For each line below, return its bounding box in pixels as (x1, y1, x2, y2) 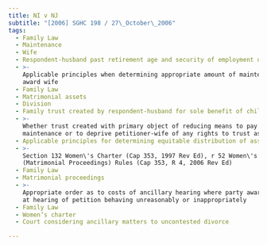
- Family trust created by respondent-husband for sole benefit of (15, 108, 244, 116)
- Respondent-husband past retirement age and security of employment (15, 56, 254, 64)
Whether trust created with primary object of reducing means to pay (22, 122, 258, 130)
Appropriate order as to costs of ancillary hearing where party (22, 188, 244, 197)
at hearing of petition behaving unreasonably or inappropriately (22, 196, 247, 204)
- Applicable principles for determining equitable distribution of (15, 136, 247, 145)
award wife (22, 78, 59, 86)
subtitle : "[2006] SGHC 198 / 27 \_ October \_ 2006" (8, 19, 176, 27)
